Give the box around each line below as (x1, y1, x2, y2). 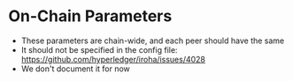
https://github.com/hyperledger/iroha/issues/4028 (20, 54, 205, 64)
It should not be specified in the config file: (20, 44, 178, 55)
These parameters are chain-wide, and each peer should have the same (20, 35, 285, 46)
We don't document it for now (20, 63, 130, 74)
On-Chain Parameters (8, 6, 173, 26)
